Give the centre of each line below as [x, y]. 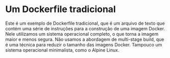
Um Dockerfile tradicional [60, 9]
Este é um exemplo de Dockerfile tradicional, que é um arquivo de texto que [85, 23]
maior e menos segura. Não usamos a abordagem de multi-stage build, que [85, 39]
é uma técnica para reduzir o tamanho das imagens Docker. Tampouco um [84, 44]
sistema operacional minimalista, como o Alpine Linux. [62, 50]
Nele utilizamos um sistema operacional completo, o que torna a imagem [82, 34]
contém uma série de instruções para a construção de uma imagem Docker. [85, 28]
